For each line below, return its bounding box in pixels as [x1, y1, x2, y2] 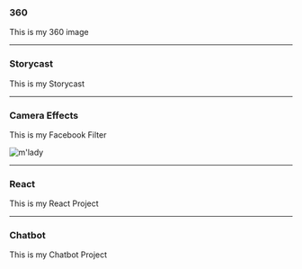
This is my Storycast [9, 78, 85, 89]
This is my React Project [9, 198, 99, 209]
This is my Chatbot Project [9, 249, 108, 260]
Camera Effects [9, 109, 79, 121]
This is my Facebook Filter [9, 129, 107, 140]
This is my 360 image [9, 27, 89, 38]
